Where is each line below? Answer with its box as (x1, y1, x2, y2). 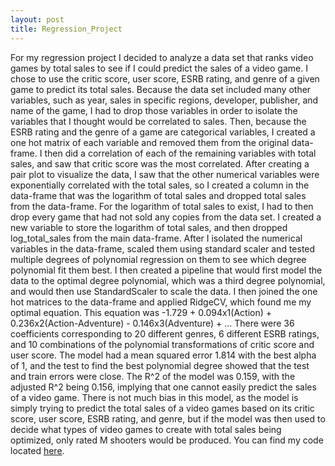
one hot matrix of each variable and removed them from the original (10, 136, 290, 148)
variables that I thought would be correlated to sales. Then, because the (10, 115, 307, 127)
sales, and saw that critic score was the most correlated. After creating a (10, 157, 310, 170)
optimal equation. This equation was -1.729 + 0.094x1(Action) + (10, 306, 273, 318)
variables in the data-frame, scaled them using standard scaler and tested (10, 242, 316, 255)
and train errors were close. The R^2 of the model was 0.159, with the (10, 370, 296, 382)
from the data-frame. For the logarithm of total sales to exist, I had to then (10, 200, 314, 212)
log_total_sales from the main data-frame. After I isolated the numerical (10, 232, 303, 244)
